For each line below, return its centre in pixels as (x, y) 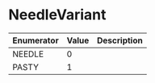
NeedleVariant (57, 15)
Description (119, 40)
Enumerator (36, 40)
